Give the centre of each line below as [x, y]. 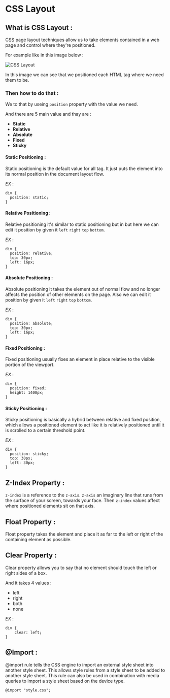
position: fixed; [28, 388]
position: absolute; [31, 323]
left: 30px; [23, 463]
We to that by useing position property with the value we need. [72, 104]
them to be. [17, 80]
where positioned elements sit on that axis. [50, 506]
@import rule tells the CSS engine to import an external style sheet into [79, 664]
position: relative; [31, 253]
